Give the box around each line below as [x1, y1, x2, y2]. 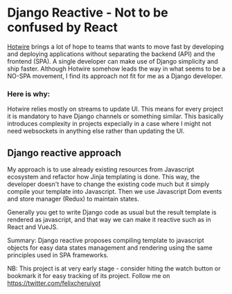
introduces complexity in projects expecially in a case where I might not [7, 120, 212, 128]
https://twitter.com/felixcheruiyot [7, 279, 101, 288]
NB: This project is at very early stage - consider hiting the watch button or [7, 264, 221, 273]
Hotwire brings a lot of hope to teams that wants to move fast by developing [7, 42, 224, 50]
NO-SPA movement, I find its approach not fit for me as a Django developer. [7, 71, 224, 80]
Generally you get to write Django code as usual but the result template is [7, 208, 217, 217]
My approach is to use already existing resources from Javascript [7, 165, 195, 174]
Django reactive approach [7, 147, 122, 158]
